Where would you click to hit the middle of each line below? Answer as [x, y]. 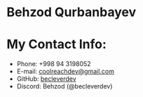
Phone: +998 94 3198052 [54, 64]
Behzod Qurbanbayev [71, 12]
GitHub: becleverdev [46, 79]
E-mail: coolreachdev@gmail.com [66, 72]
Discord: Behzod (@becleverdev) [64, 86]
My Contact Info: [56, 45]
